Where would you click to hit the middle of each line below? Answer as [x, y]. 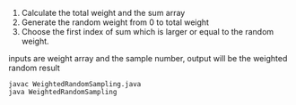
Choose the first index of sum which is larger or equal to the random [148, 32]
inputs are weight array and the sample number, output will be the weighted [148, 58]
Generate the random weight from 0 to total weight [115, 22]
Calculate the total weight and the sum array [103, 13]
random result [34, 68]
